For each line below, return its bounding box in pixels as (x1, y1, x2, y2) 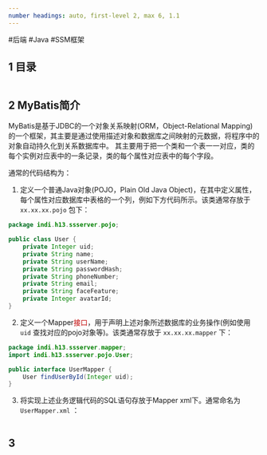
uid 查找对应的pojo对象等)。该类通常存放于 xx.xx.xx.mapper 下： (19, 327, 234, 337)
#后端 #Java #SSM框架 (8, 34, 85, 44)
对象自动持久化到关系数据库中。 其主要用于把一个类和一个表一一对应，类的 (8, 141, 255, 151)
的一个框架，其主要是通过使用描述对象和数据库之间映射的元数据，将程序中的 (8, 131, 260, 140)
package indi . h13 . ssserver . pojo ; (8, 221, 120, 229)
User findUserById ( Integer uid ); (22, 373, 134, 381)
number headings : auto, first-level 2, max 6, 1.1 (8, 11, 180, 20)
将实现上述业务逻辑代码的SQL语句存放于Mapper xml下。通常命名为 (19, 396, 241, 406)
